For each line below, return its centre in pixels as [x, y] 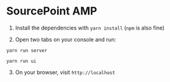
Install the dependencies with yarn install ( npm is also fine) [90, 28]
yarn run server [27, 50]
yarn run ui [21, 61]
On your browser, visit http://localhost [65, 72]
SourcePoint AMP [52, 11]
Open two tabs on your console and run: [66, 39]
